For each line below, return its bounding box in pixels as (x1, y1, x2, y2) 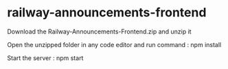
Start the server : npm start (7, 53, 84, 62)
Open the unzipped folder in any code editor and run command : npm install (7, 40, 222, 49)
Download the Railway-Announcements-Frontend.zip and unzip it (7, 27, 192, 36)
